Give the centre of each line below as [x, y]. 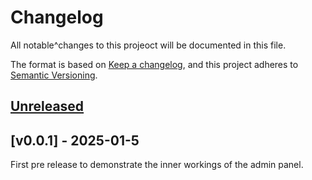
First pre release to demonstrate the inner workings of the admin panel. [157, 165]
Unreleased [47, 106]
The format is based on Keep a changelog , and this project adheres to [154, 64]
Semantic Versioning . [54, 75]
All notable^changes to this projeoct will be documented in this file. [148, 45]
